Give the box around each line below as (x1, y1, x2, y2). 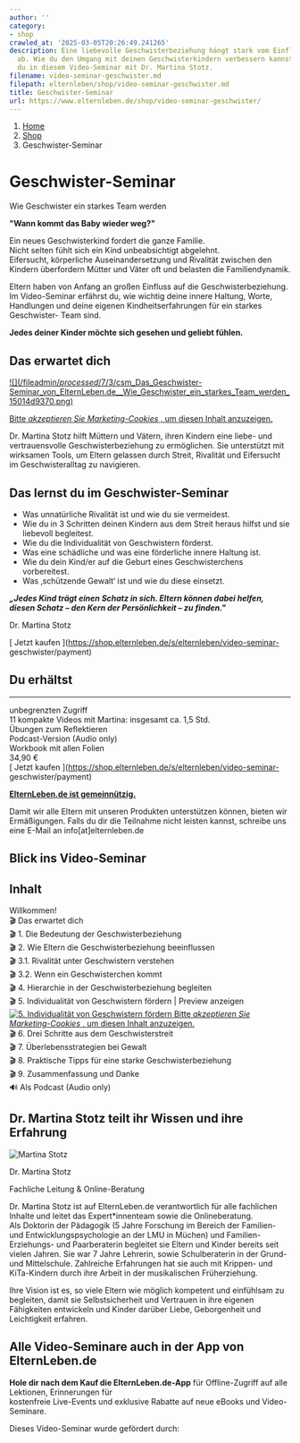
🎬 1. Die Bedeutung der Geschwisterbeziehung (9, 928, 182, 939)
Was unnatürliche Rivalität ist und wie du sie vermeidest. (21, 508, 230, 519)
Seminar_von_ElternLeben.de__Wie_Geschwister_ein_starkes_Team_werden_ (9, 387, 290, 397)
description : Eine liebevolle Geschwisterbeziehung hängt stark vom (9, 47, 270, 55)
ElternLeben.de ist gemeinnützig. (9, 789, 137, 799)
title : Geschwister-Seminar (9, 88, 114, 97)
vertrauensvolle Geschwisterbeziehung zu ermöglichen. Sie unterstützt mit (9, 440, 285, 451)
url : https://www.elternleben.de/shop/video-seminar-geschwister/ (9, 96, 262, 106)
